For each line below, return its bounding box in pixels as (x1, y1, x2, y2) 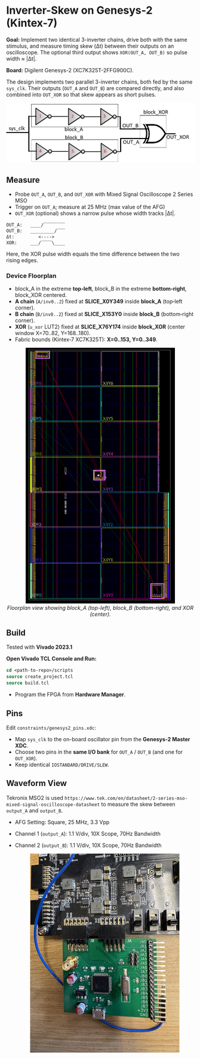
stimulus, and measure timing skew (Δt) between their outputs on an (6, 42, 174, 50)
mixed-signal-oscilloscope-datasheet (6, 802, 100, 808)
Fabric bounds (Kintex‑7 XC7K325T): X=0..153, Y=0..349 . (14, 336, 158, 343)
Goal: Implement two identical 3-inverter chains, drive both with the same (6, 36, 188, 43)
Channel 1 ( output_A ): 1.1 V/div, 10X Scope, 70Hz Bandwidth (14, 830, 161, 837)
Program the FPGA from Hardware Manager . (14, 691, 126, 698)
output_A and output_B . (6, 807, 63, 814)
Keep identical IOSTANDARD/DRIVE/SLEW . (14, 761, 109, 768)
